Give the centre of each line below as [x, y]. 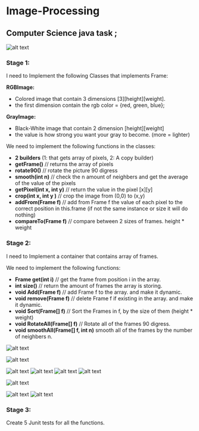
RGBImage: [20, 87]
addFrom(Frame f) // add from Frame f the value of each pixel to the [99, 202]
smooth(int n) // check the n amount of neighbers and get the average [102, 177]
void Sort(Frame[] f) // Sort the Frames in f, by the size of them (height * [104, 311]
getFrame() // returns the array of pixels [64, 164]
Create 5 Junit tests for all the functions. [56, 423]
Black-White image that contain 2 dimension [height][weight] [89, 128]
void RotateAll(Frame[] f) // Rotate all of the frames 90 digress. [93, 324]
